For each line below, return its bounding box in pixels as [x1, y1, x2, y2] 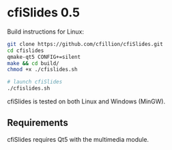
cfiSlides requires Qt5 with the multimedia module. [7, 135, 149, 143]
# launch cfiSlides [7, 79, 63, 86]
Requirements [7, 117, 68, 129]
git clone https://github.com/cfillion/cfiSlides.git [7, 40, 164, 47]
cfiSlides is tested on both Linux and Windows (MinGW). [7, 97, 166, 105]
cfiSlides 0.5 [7, 5, 81, 21]
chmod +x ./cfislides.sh [7, 66, 78, 73]
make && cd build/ [7, 60, 59, 66]
